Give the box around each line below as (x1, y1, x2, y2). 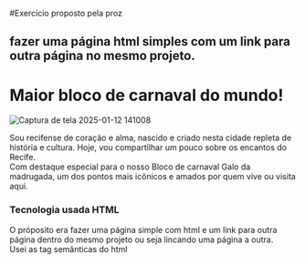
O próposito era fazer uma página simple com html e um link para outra (9, 224, 278, 235)
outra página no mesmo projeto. (9, 48, 196, 64)
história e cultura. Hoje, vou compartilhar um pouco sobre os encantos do (9, 142, 288, 153)
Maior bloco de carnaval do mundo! (9, 85, 284, 106)
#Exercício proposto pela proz (9, 8, 123, 18)
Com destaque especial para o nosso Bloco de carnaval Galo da (9, 161, 251, 172)
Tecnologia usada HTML (9, 204, 120, 217)
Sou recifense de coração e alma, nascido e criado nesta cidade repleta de (9, 132, 292, 144)
